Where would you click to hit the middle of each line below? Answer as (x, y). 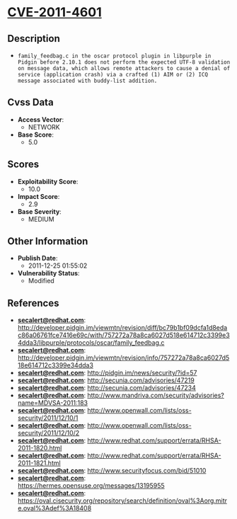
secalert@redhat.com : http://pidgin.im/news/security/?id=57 (107, 373)
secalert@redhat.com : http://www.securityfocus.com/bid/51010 (112, 471)
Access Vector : (41, 119)
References (33, 303)
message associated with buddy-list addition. (87, 81)
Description (34, 39)
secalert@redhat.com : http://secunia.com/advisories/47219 (106, 380)
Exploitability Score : (48, 181)
